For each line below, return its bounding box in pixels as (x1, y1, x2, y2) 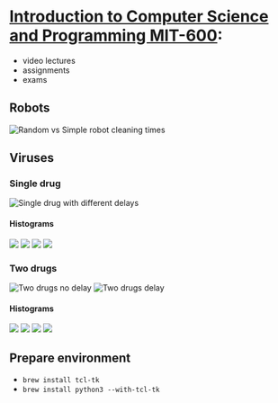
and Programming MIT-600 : (9, 25, 223, 46)
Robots (9, 101, 50, 116)
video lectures (22, 55, 76, 66)
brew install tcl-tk (22, 375, 100, 384)
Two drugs (9, 262, 58, 274)
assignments (22, 65, 70, 76)
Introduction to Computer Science (9, 6, 269, 27)
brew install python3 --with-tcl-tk (22, 385, 160, 394)
